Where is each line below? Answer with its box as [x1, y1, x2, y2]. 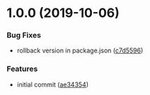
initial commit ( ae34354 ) [16, 80, 89, 89]
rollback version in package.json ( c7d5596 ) [16, 46, 144, 55]
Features [6, 64, 38, 74]
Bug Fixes [6, 30, 42, 40]
